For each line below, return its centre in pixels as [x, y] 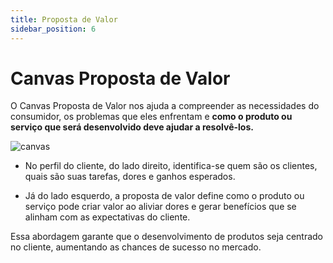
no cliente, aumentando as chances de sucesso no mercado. [136, 247]
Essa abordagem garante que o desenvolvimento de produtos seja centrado [166, 237]
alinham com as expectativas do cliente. [107, 217]
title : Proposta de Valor [64, 19]
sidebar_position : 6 [53, 29]
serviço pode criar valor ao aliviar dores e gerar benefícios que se [160, 207]
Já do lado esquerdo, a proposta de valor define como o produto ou [164, 196]
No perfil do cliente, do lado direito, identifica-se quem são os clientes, [171, 166]
